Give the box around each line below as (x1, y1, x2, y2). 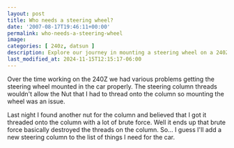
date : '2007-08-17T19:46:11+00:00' (7, 23, 111, 30)
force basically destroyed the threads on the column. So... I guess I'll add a (7, 125, 221, 133)
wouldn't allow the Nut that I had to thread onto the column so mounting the (7, 89, 224, 98)
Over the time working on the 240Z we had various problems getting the (7, 75, 214, 83)
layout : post (7, 10, 45, 17)
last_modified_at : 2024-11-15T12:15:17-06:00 (7, 56, 141, 63)
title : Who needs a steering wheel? (7, 17, 114, 24)
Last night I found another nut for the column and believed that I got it (7, 110, 207, 119)
